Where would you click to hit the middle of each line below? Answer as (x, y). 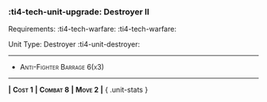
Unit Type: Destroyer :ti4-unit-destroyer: (74, 44)
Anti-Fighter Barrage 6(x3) (62, 67)
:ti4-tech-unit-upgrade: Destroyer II (79, 12)
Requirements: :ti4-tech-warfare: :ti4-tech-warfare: (93, 29)
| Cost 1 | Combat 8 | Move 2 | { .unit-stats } (78, 90)
